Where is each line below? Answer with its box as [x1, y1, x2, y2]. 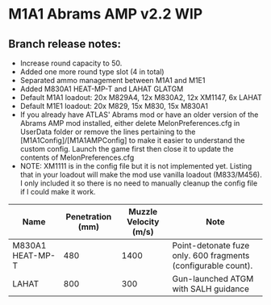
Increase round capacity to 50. [19, 58, 123, 68]
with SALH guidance [172, 283, 250, 295]
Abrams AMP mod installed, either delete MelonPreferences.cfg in [19, 119, 240, 127]
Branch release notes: [8, 37, 121, 51]
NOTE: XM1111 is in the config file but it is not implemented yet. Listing [19, 161, 252, 170]
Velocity [126, 216, 160, 227]
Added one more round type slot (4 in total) [19, 67, 165, 77]
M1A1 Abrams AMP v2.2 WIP [8, 5, 203, 23]
